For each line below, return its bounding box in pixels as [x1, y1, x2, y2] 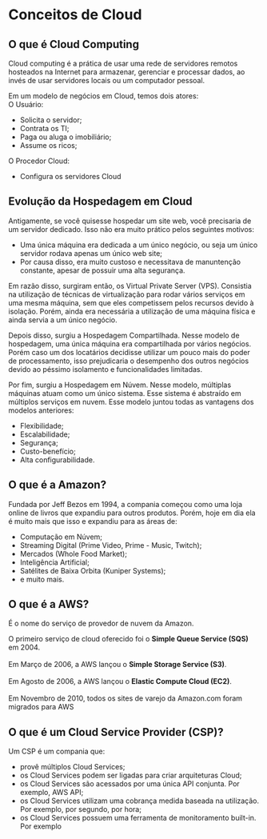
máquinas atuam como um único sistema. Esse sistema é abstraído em [8, 388, 241, 398]
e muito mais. [19, 574, 65, 584]
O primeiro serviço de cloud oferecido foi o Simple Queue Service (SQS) [8, 634, 249, 644]
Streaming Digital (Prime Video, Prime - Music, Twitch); [19, 540, 202, 549]
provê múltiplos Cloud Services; [19, 762, 126, 772]
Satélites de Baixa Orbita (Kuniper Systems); [19, 565, 166, 575]
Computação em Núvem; [19, 532, 102, 541]
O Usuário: [8, 100, 44, 109]
